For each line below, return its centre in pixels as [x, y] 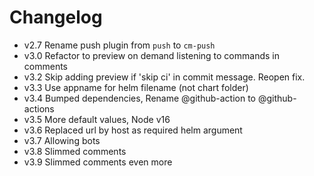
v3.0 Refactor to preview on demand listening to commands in [151, 55]
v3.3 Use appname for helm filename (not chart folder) [136, 87]
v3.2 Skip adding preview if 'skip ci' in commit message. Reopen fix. [164, 77]
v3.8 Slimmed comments [75, 151]
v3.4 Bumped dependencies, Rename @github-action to [139, 98]
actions [39, 108]
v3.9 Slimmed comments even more [98, 162]
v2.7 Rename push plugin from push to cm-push [119, 45]
